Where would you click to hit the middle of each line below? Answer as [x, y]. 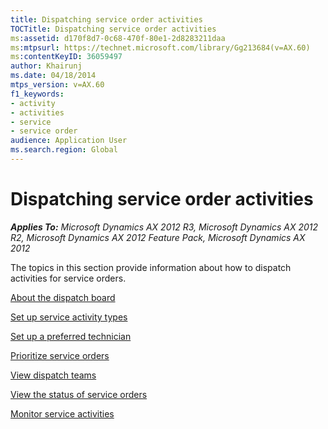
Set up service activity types [69, 317]
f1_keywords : [37, 94]
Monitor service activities [62, 413]
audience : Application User [69, 141]
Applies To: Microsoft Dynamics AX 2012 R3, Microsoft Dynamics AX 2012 [164, 227]
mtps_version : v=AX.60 [57, 85]
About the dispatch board [63, 297]
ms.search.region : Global [64, 150]
